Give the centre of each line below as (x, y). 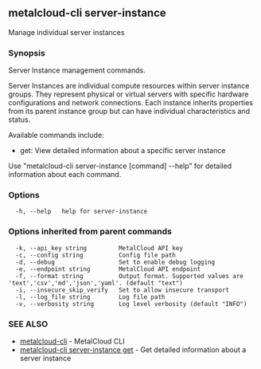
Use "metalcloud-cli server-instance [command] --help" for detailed (120, 166)
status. (19, 120)
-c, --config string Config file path (96, 255)
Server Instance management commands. (77, 70)
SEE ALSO (28, 324)
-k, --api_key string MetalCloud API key (99, 248)
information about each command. (65, 175)
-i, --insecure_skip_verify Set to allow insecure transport (122, 290)
